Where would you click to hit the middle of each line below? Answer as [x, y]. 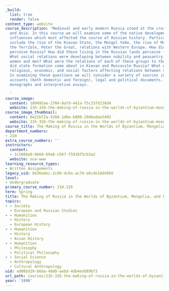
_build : [13, 10]
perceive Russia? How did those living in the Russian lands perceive [85, 52]
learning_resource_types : [32, 164]
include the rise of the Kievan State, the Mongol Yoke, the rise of [84, 43]
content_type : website [29, 24]
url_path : [16, 276]
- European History [30, 225]
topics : [13, 201]
